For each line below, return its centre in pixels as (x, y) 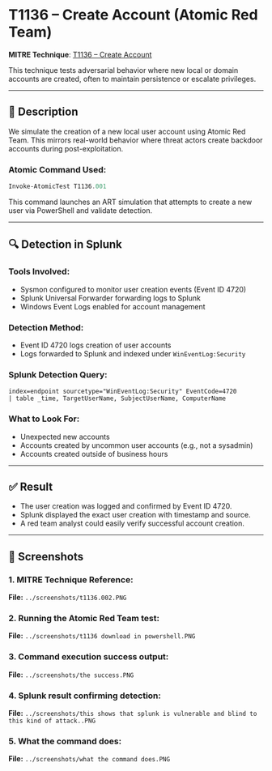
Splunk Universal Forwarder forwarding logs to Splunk (110, 298)
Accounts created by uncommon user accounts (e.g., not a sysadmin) (136, 445)
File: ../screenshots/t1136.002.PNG (68, 597)
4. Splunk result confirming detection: (85, 696)
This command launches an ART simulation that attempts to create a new (130, 202)
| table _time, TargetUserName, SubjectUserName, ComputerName (117, 398)
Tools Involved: (39, 271)
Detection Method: (46, 327)
